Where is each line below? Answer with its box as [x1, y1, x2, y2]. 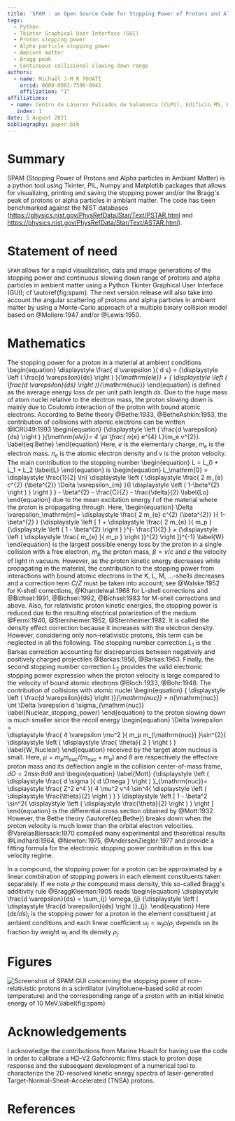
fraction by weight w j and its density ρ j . [7, 927, 120, 938]
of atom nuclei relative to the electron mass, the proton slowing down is [7, 396, 213, 404]
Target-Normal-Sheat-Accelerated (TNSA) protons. [7, 1076, 155, 1085]
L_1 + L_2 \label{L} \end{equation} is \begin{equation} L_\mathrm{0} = [7, 466, 208, 474]
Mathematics [7, 335, 86, 351]
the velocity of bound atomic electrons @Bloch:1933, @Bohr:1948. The [7, 679, 211, 687]
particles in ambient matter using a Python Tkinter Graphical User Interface [7, 281, 224, 290]
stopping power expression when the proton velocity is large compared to [7, 671, 220, 680]
